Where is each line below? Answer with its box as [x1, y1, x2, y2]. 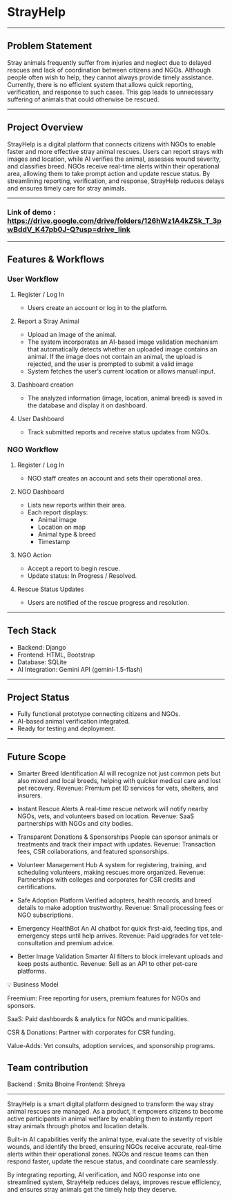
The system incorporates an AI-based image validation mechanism [27, 338, 219, 346]
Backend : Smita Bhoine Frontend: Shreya [7, 1080, 126, 1088]
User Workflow [7, 274, 59, 284]
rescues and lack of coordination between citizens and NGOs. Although [7, 66, 211, 74]
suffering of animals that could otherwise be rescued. [7, 95, 159, 104]
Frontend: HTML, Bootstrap [17, 650, 95, 659]
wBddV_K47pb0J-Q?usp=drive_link [7, 225, 131, 235]
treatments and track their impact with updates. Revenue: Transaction [17, 840, 216, 849]
